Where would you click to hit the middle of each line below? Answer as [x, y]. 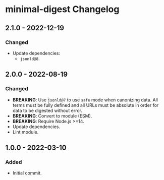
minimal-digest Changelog [62, 9]
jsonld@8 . [30, 58]
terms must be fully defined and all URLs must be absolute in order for [86, 105]
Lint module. [25, 132]
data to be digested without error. [47, 110]
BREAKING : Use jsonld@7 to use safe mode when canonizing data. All [85, 100]
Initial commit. [27, 173]
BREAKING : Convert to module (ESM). [52, 116]
